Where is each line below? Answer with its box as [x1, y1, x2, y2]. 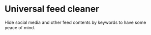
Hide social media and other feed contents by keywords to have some [4, 19, 146, 25]
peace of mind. [4, 24, 35, 30]
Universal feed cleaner [4, 3, 99, 15]
